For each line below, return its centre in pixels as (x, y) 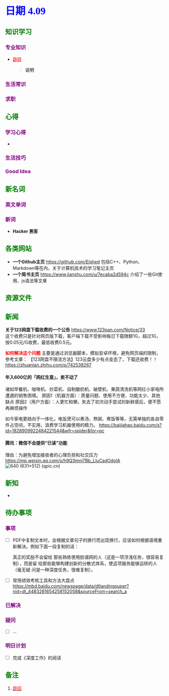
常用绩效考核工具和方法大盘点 (43, 581)
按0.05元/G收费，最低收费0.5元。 (40, 342)
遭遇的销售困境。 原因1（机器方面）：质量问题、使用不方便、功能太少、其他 (83, 396)
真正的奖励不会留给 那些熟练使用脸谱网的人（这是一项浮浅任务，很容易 (86, 557)
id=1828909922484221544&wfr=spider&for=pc (55, 431)
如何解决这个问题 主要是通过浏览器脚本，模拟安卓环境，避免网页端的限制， (83, 353)
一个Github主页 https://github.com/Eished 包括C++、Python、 (77, 262)
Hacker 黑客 (25, 231)
